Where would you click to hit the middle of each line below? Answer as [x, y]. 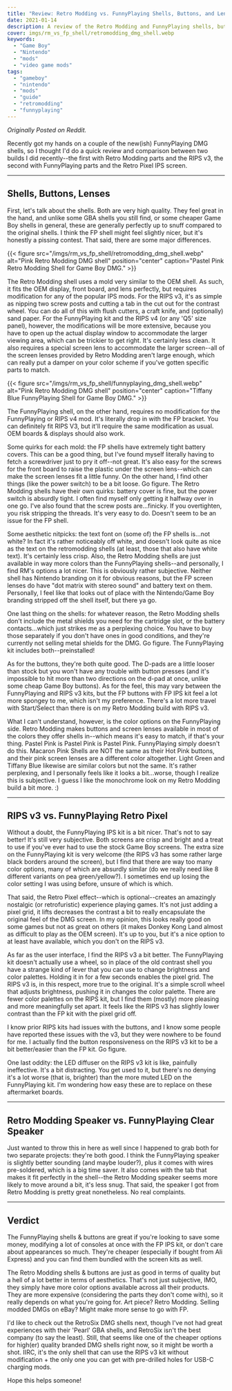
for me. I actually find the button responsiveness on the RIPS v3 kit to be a [113, 1042]
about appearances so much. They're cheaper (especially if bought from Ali [115, 1252]
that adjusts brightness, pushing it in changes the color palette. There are [112, 992]
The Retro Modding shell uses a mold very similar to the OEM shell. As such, [116, 281]
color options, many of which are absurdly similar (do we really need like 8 [113, 869]
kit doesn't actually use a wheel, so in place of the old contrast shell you [110, 962]
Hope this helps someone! [44, 1380]
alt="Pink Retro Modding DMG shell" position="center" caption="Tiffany [110, 390]
